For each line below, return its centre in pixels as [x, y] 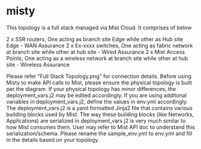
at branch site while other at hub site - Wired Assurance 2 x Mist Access [95, 51]
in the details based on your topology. [53, 139]
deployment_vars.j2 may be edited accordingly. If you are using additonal [97, 95]
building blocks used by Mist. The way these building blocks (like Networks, [100, 114]
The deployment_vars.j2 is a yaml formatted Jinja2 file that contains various [100, 108]
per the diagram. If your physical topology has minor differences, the [91, 89]
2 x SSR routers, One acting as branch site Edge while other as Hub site [94, 39]
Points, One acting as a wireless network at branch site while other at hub [97, 58]
